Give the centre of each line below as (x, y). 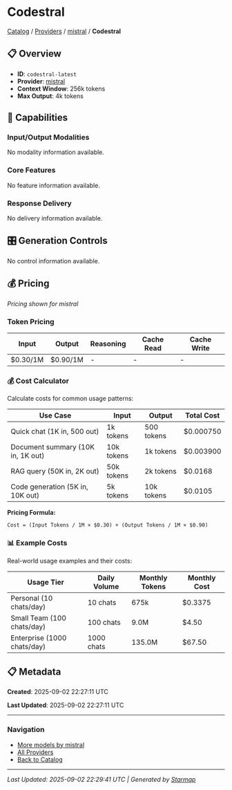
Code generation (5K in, (49, 487)
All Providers (35, 752)
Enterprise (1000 (39, 638)
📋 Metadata (34, 671)
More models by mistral (51, 744)
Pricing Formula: (31, 513)
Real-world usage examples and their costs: (70, 561)
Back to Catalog (40, 759)
